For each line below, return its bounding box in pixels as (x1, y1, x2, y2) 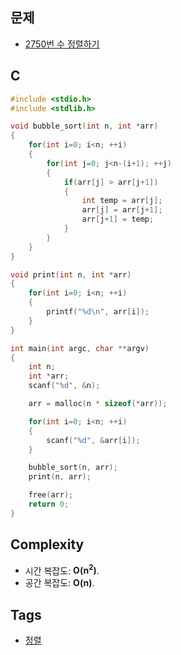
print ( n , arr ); (28, 472, 92, 482)
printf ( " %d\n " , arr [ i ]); (46, 307, 150, 317)
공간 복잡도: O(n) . (24, 577, 95, 589)
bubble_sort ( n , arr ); (28, 463, 118, 473)
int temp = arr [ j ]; (81, 196, 163, 206)
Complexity (10, 536, 85, 553)
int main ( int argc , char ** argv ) (10, 343, 150, 353)
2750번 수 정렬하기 (24, 38, 100, 50)
